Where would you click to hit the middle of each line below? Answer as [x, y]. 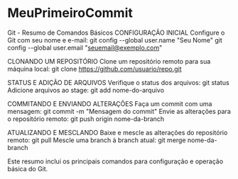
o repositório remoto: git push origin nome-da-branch [86, 119]
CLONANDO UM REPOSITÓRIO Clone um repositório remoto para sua [109, 61]
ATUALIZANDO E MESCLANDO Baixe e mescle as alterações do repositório [118, 132]
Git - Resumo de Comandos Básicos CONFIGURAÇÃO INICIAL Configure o [116, 33]
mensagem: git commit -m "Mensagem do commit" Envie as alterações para [119, 111]
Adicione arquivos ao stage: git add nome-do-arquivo [86, 90]
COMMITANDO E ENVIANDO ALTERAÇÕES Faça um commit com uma [110, 103]
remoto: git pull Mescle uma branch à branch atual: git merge [97, 140]
